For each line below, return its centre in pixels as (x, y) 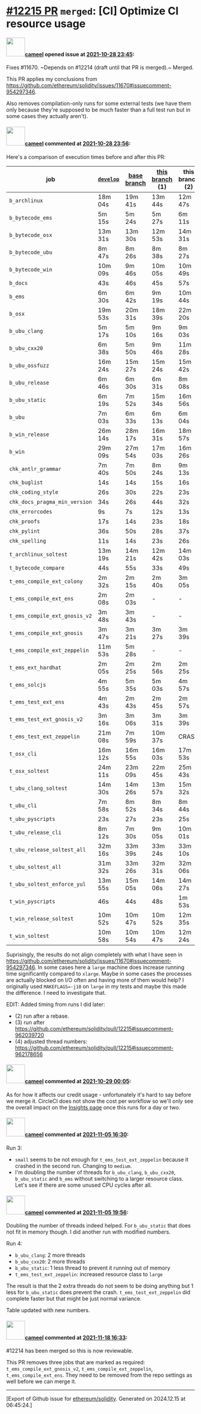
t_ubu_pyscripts (32, 819)
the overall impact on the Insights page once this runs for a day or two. (93, 1107)
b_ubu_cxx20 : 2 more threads (50, 1262)
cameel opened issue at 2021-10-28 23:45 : (80, 54)
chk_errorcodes (31, 512)
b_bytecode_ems (31, 218)
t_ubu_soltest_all (35, 867)
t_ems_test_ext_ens (37, 702)
